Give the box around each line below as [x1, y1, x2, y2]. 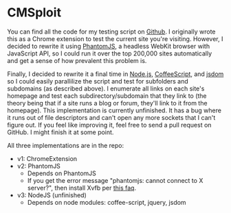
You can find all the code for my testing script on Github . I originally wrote [7, 27, 216, 36]
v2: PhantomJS [16, 162, 60, 170]
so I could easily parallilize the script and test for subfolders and [7, 77, 189, 85]
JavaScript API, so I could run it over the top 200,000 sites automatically [7, 49, 212, 58]
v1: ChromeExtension [16, 154, 78, 162]
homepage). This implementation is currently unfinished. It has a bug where [7, 106, 222, 114]
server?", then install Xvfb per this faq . [27, 184, 136, 192]
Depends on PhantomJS [27, 169, 96, 177]
